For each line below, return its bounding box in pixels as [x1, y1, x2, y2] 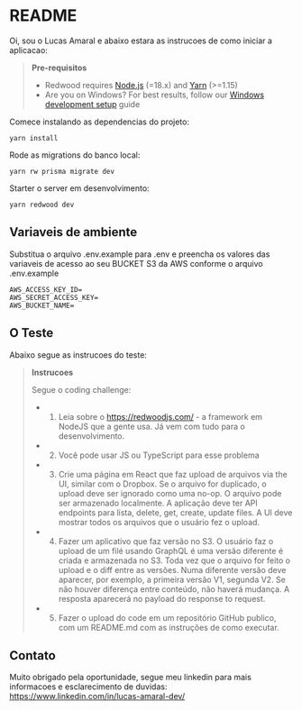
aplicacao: [9, 44, 48, 55]
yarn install [9, 133, 59, 142]
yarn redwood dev [9, 200, 75, 209]
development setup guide [44, 98, 141, 109]
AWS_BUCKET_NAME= [9, 301, 75, 310]
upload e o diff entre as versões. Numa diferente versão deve [58, 564, 287, 575]
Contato [9, 648, 56, 663]
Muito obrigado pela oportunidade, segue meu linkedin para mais [9, 672, 252, 683]
